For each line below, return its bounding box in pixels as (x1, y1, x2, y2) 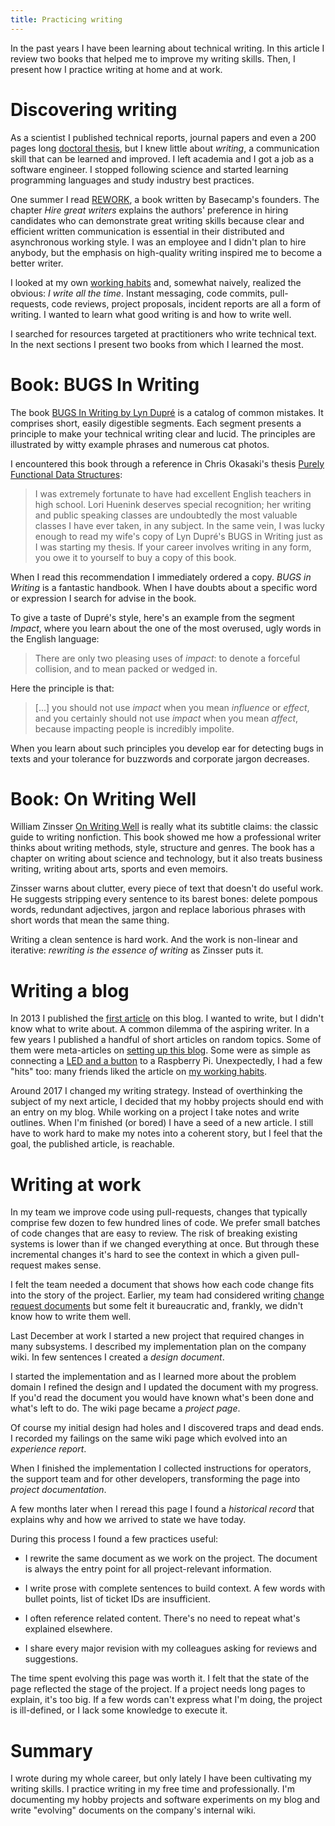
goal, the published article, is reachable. (10, 1138, 175, 1150)
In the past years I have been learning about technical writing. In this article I (10, 42, 325, 54)
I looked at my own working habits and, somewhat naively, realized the (10, 276, 302, 288)
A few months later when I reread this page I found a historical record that (10, 1503, 315, 1515)
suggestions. (24, 1653, 79, 1665)
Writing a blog (10, 979, 130, 1002)
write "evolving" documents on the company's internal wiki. (10, 1804, 257, 1816)
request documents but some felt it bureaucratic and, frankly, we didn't (10, 1300, 304, 1312)
